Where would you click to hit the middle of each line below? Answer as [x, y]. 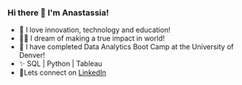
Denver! [32, 56]
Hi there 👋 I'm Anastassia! [58, 13]
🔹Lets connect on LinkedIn [62, 73]
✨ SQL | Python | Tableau [60, 64]
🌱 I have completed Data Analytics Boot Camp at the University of [126, 47]
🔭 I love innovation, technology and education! [95, 30]
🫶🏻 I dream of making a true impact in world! [92, 38]
